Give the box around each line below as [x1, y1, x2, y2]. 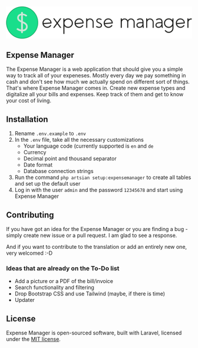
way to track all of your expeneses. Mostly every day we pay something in [6, 72, 186, 79]
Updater [14, 297, 35, 304]
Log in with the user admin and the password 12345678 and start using [14, 187, 183, 194]
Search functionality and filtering [14, 284, 94, 291]
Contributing [6, 210, 54, 220]
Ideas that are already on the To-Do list [6, 264, 120, 272]
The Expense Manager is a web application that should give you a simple [6, 66, 183, 73]
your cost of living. [6, 97, 52, 104]
